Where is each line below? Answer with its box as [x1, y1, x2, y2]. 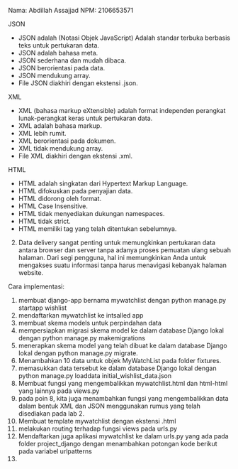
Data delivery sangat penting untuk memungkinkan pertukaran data [18, 238, 215, 247]
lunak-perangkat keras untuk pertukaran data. [18, 114, 153, 122]
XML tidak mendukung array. [18, 144, 103, 152]
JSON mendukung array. [18, 71, 91, 80]
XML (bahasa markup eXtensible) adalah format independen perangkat [18, 107, 226, 114]
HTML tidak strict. [18, 217, 72, 225]
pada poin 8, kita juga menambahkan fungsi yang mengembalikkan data [18, 394, 229, 402]
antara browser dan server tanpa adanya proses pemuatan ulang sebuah [18, 246, 231, 254]
